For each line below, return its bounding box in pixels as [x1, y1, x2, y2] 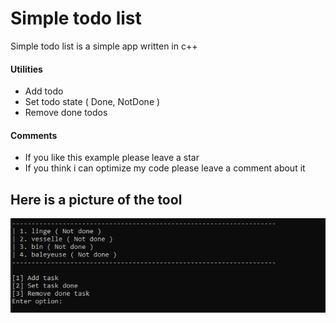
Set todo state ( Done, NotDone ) [24, 96, 161, 108]
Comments [10, 129, 58, 141]
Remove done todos [24, 107, 108, 119]
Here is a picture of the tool [10, 191, 183, 208]
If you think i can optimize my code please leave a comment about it [24, 162, 306, 174]
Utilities [10, 63, 43, 75]
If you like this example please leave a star [24, 152, 200, 164]
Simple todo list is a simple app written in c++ [10, 40, 198, 52]
